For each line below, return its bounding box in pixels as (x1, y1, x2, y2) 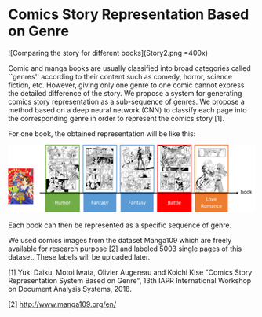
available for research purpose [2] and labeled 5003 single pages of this (8, 244, 242, 253)
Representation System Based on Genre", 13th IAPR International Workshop (8, 275, 252, 285)
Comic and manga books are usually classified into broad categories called (8, 63, 251, 72)
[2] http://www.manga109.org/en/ (8, 299, 116, 308)
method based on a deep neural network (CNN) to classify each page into (8, 105, 247, 115)
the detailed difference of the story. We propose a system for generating (8, 88, 242, 98)
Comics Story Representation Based (8, 6, 249, 24)
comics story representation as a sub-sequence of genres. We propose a (8, 97, 245, 106)
